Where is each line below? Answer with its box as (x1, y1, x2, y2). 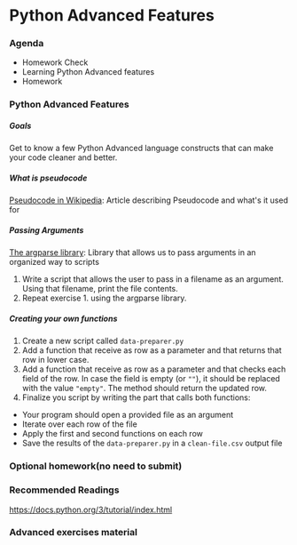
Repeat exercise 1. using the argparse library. (21, 293, 187, 303)
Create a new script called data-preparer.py (21, 335, 184, 347)
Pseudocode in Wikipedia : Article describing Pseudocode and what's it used (9, 195, 288, 205)
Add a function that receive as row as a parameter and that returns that (21, 345, 282, 356)
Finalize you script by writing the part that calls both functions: (21, 392, 251, 403)
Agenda (9, 37, 44, 50)
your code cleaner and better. (9, 152, 118, 163)
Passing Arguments (9, 224, 84, 236)
